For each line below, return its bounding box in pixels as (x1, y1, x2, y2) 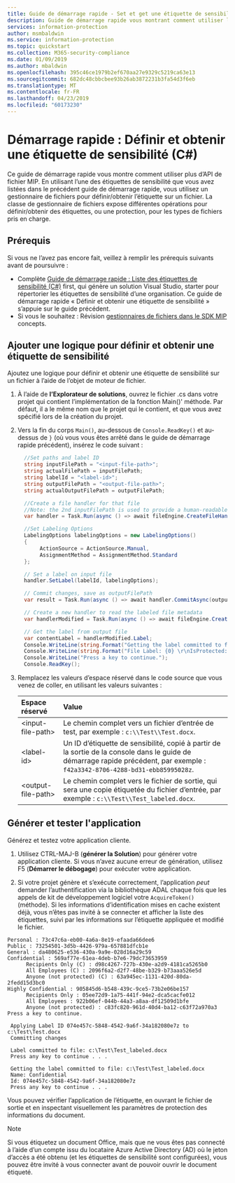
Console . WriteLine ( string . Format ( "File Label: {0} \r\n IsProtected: (24, 648, 228, 655)
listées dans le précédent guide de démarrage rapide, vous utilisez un (7, 184, 208, 193)
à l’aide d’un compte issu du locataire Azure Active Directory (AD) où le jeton (7, 1145, 228, 1154)
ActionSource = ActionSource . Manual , (39, 545, 150, 552)
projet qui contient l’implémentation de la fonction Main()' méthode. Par (17, 398, 224, 406)
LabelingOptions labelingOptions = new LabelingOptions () (24, 532, 197, 539)
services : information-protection (7, 23, 108, 30)
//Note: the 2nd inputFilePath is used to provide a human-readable (24, 506, 228, 513)
